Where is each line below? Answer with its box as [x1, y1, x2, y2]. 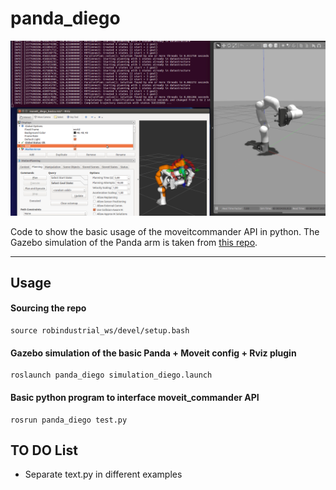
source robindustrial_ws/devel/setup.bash [10, 326, 190, 336]
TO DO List [10, 442, 78, 459]
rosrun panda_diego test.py [10, 415, 128, 425]
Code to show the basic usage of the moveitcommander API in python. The [10, 225, 320, 237]
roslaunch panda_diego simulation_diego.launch [10, 370, 213, 381]
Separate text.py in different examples [24, 468, 183, 481]
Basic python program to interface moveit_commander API [10, 391, 260, 403]
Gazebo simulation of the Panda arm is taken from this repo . [10, 236, 258, 248]
